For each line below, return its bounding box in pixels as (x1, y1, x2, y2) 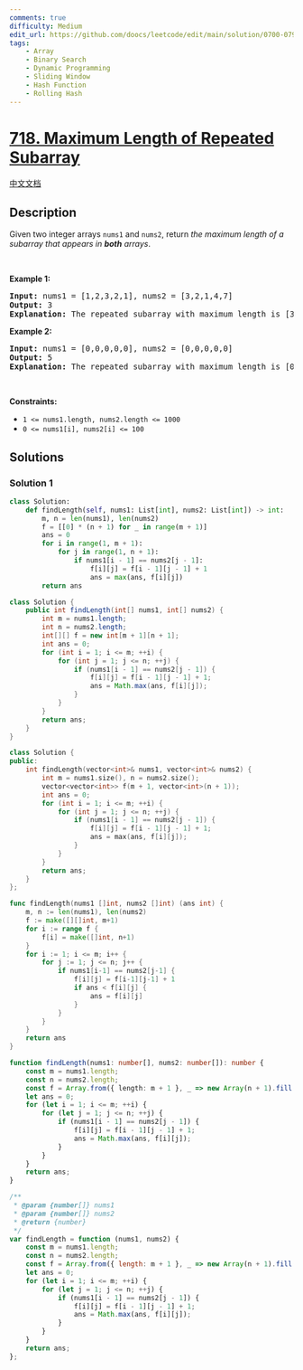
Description (9, 204, 77, 220)
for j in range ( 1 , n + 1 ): (57, 548, 160, 557)
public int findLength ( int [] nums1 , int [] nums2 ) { (25, 606, 224, 615)
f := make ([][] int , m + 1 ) (25, 916, 119, 925)
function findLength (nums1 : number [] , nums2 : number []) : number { (9, 1059, 264, 1068)
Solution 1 (9, 477, 53, 489)
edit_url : (9, 30, 47, 39)
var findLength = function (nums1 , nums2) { (9, 1234, 179, 1243)
